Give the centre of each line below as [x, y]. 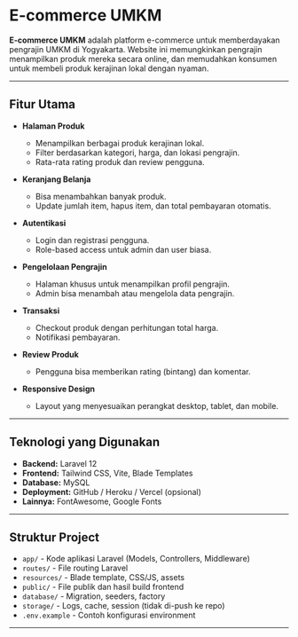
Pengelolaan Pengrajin [65, 266]
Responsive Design [59, 389]
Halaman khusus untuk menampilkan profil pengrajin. [133, 284]
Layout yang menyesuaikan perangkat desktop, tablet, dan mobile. [157, 405]
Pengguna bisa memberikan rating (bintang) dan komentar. [143, 371]
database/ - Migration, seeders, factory [94, 596]
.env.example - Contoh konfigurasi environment [109, 615]
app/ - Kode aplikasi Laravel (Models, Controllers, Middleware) [136, 559]
